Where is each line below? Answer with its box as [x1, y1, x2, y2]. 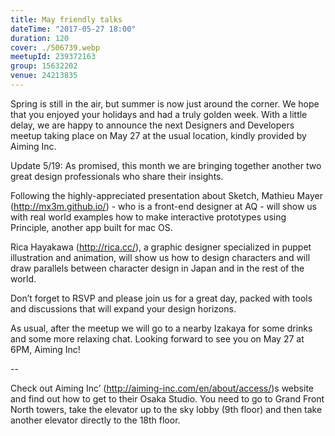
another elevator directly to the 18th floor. [10, 414, 181, 426]
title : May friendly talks [10, 14, 123, 25]
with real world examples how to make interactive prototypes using [10, 211, 287, 223]
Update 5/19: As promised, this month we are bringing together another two [10, 159, 322, 171]
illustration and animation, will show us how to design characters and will [10, 251, 311, 263]
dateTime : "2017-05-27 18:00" [10, 24, 137, 34]
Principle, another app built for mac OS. [10, 221, 173, 233]
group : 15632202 [10, 61, 78, 71]
